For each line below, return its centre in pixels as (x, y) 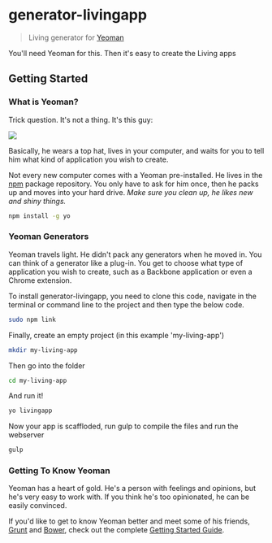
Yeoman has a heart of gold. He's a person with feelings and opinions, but (132, 489)
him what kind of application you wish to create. (89, 159)
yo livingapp (30, 411)
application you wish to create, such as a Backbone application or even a (131, 271)
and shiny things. (37, 201)
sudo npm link (32, 319)
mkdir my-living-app (43, 350)
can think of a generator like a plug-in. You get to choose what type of (126, 263)
